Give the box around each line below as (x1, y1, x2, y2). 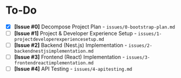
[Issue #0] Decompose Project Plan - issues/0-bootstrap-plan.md (14, 23, 175, 30)
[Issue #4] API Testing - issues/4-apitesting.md (14, 66, 133, 73)
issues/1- (137, 31, 162, 37)
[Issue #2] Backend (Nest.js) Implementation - (14, 42, 127, 49)
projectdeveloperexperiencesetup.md (14, 37, 104, 43)
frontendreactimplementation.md (14, 60, 94, 66)
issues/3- (126, 54, 150, 61)
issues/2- (128, 43, 153, 49)
